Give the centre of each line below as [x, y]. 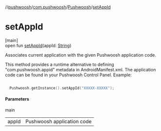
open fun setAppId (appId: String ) [38, 45]
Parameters [17, 99]
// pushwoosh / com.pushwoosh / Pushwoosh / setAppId [58, 7]
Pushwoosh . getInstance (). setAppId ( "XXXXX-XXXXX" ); [62, 88]
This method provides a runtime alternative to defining [60, 64]
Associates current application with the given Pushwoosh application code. [80, 55]
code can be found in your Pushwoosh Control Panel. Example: [68, 75]
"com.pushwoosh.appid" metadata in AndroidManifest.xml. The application [80, 69]
